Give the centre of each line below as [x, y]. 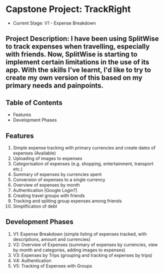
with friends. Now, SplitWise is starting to [72, 54]
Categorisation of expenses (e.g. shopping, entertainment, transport [83, 163]
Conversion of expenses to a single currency [59, 179]
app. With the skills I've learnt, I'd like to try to [78, 70]
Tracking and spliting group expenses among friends [67, 200]
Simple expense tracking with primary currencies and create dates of [84, 147]
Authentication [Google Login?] [45, 190]
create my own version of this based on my [74, 78]
